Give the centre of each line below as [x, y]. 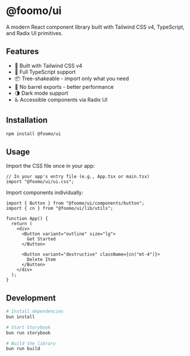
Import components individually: [45, 193]
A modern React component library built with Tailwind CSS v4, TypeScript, [95, 27]
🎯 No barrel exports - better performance [64, 87]
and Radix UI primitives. [34, 33]
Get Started [42, 239]
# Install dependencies [35, 312]
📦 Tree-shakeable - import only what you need [72, 78]
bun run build [23, 349]
